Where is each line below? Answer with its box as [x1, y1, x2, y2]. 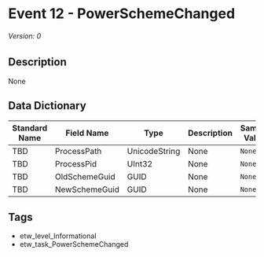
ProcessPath [54, 145, 102, 156]
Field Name [65, 127, 109, 138]
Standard [12, 123, 48, 134]
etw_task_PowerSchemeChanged [19, 240, 129, 249]
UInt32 [126, 158, 153, 169]
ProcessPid [54, 158, 97, 169]
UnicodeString [126, 145, 181, 156]
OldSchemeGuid [54, 171, 115, 182]
